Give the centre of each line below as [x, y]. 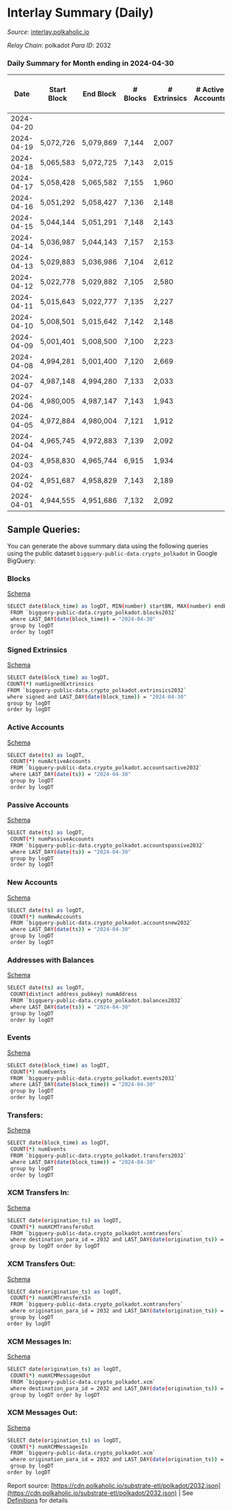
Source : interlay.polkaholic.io [48, 32]
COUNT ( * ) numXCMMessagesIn [49, 1447]
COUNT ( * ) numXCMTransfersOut [52, 1227]
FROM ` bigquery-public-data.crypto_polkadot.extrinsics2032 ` [97, 690]
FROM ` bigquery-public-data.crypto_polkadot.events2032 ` [94, 1078]
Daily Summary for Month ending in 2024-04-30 [91, 63]
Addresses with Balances [51, 960]
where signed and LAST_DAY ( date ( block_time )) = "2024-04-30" [97, 697]
